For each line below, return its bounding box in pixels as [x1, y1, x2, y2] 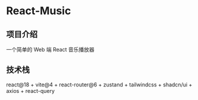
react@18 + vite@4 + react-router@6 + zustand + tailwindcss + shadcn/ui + [6, 81, 193, 88]
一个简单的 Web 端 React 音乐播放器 [6, 46, 95, 53]
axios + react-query [6, 87, 55, 94]
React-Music [6, 4, 71, 18]
